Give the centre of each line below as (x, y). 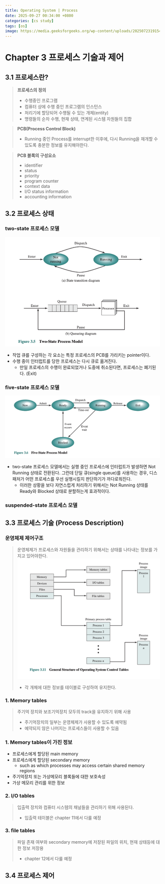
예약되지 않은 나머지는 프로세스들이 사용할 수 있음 (72, 728)
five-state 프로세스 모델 (32, 387)
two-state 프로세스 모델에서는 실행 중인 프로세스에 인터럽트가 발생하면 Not (84, 467)
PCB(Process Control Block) (46, 129)
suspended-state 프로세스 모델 (41, 505)
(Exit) (31, 373)
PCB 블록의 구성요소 (37, 155)
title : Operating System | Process (41, 10)
